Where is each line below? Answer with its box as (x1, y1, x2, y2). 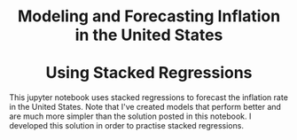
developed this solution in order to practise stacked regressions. (9, 120, 244, 130)
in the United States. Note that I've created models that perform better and (9, 101, 282, 112)
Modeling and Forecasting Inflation (17, 6, 281, 27)
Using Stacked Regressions (45, 63, 253, 83)
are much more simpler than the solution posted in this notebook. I (9, 111, 252, 121)
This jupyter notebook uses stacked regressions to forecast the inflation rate (9, 91, 288, 103)
